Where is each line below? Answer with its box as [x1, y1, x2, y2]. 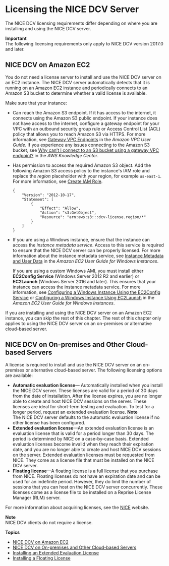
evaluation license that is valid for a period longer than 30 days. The [12, 430, 154, 436]
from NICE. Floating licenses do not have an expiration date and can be [12, 473, 160, 479]
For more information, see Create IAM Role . [12, 178, 103, 184]
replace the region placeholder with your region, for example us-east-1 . [12, 173, 162, 179]
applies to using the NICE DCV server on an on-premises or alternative [5, 320, 152, 326]
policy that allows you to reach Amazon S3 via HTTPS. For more [12, 131, 146, 137]
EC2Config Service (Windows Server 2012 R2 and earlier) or [12, 273, 140, 279]
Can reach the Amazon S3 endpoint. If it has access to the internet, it [12, 109, 156, 115]
